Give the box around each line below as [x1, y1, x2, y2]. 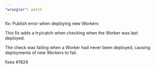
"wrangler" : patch [5, 7, 42, 12]
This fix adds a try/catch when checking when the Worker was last [5, 30, 138, 35]
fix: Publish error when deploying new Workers [5, 20, 99, 26]
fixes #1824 [5, 59, 28, 65]
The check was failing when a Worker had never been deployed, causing [5, 44, 151, 50]
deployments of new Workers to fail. [5, 50, 77, 55]
